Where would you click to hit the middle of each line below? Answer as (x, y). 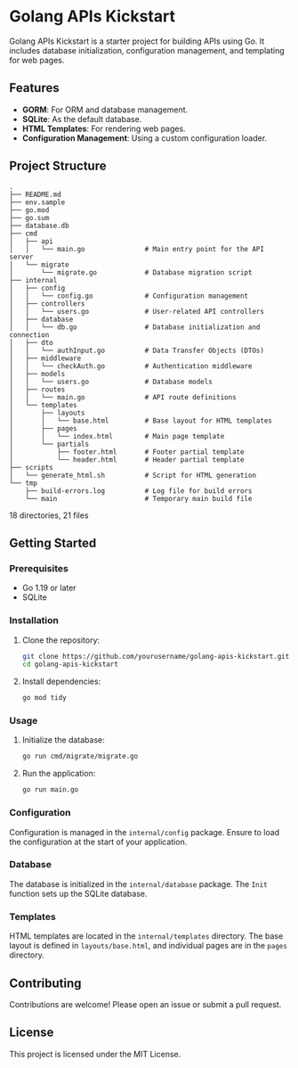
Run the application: (59, 774)
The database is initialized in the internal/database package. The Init (139, 883)
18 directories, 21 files (49, 515)
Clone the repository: (61, 640)
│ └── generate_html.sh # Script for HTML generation (133, 475)
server (21, 257)
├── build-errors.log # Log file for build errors (139, 491)
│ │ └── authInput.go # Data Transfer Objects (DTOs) (137, 350)
